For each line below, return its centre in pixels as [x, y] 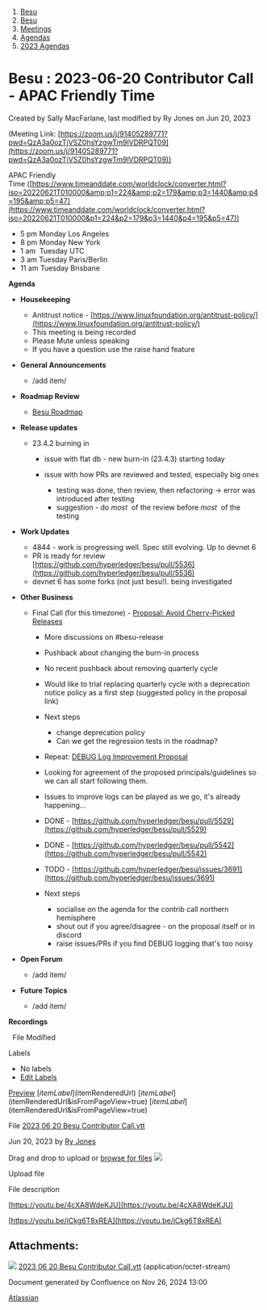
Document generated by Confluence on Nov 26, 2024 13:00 [108, 1282]
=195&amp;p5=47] [40, 200]
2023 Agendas [45, 46]
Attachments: [44, 1246]
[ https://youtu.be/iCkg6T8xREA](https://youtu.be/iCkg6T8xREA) [115, 1220]
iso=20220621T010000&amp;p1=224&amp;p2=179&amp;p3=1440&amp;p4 [133, 192]
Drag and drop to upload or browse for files [81, 1157]
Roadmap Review [50, 396]
